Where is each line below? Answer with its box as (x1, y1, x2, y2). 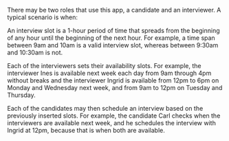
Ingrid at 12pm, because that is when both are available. (7, 127, 165, 134)
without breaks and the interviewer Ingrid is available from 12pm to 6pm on (7, 76, 219, 85)
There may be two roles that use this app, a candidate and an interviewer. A (7, 6, 221, 14)
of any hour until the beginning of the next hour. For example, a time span (7, 34, 215, 42)
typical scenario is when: (7, 13, 78, 21)
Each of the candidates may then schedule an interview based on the (7, 105, 204, 112)
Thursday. (7, 91, 36, 99)
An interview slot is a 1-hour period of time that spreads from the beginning (7, 27, 220, 34)
